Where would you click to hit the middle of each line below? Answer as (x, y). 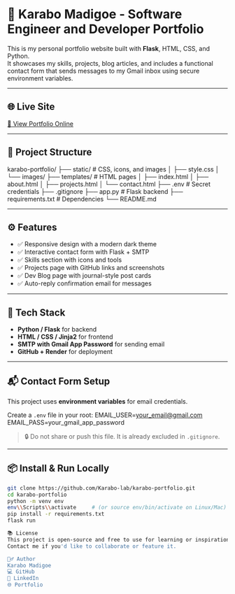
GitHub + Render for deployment (65, 352)
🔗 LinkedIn (23, 579)
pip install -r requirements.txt (56, 514)
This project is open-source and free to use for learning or (100, 539)
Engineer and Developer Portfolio (106, 29)
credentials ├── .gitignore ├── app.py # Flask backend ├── (95, 191)
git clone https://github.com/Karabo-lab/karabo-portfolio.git (101, 488)
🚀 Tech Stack (36, 312)
